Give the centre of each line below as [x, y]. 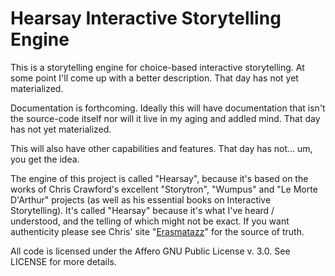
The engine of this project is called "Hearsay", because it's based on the [159, 178]
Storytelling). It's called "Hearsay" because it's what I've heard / [142, 210]
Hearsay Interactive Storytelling [146, 18]
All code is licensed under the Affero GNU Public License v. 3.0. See [150, 251]
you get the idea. [45, 159]
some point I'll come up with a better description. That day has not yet [154, 78]
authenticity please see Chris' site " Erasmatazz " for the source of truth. [157, 231]
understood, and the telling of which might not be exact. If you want [150, 221]
